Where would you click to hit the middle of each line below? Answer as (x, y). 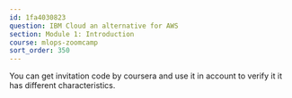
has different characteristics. (62, 86)
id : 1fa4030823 (38, 17)
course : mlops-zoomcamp (54, 42)
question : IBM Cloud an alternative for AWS (94, 26)
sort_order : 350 (40, 51)
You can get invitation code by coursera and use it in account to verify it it (146, 76)
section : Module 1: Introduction (72, 34)
